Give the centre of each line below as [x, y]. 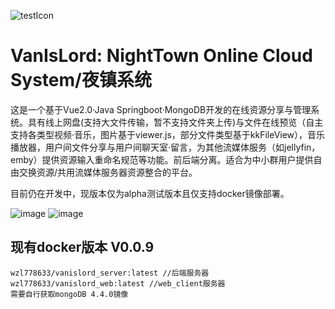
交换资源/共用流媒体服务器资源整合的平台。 [108, 172]
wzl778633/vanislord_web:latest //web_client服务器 [118, 283]
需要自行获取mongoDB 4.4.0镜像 [69, 294]
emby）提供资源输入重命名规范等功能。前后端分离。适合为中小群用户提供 [162, 159]
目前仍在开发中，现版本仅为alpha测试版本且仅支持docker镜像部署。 [150, 193]
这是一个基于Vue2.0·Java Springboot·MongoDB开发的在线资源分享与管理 [161, 109]
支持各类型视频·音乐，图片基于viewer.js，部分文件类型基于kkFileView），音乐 [168, 134]
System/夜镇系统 [81, 80]
